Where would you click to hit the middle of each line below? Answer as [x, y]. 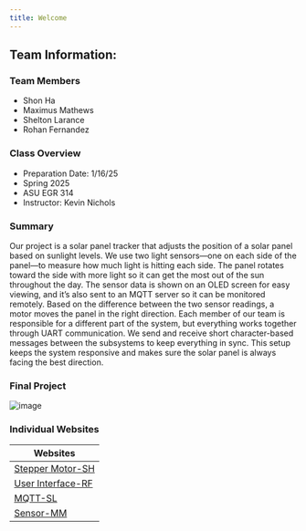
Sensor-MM [41, 513]
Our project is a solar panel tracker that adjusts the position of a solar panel [151, 245]
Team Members [45, 80]
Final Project [38, 386]
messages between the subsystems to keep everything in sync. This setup [150, 342]
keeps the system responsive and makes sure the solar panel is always [143, 352]
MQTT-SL [36, 498]
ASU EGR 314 [48, 193]
